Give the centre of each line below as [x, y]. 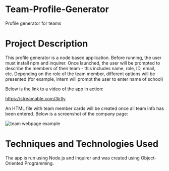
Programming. [39, 163]
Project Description [47, 44]
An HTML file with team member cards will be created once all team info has [84, 108]
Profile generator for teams [33, 23]
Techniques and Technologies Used [82, 144]
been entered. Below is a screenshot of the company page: [67, 113]
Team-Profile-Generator [57, 9]
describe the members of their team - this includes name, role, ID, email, [80, 68]
